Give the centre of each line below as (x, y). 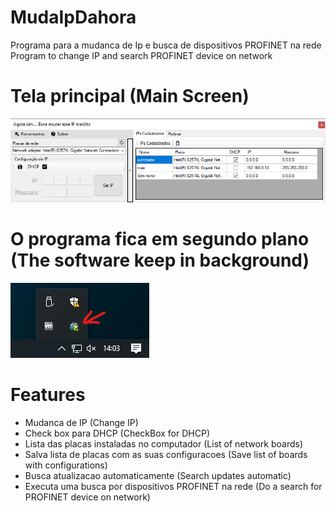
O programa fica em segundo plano (160, 239)
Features (48, 394)
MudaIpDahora (73, 17)
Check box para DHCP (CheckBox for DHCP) (117, 433)
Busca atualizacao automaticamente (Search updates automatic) (158, 475)
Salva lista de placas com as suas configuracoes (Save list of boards (166, 454)
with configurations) (66, 465)
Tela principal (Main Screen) (130, 96)
